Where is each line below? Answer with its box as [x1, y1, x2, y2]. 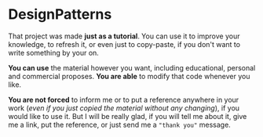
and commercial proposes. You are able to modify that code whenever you [8, 71, 250, 81]
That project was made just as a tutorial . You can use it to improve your [8, 31, 240, 41]
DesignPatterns [8, 5, 112, 23]
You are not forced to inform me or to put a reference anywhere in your [8, 95, 239, 104]
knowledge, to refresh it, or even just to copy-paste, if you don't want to [8, 39, 241, 49]
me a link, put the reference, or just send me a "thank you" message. [8, 120, 232, 129]
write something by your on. [8, 48, 100, 57]
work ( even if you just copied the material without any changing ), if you [8, 103, 240, 113]
